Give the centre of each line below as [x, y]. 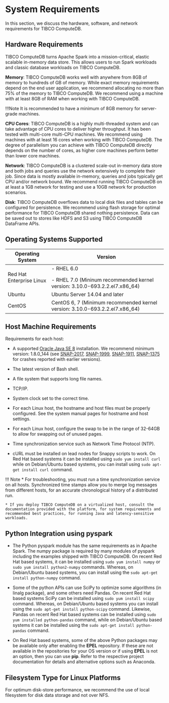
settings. [22, 419]
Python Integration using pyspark [59, 533]
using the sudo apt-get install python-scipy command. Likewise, [82, 609]
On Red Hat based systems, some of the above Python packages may [85, 640]
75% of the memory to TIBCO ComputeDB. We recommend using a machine [84, 93]
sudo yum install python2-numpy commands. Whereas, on [73, 567]
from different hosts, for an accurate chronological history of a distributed [82, 490]
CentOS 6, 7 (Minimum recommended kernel [104, 302]
